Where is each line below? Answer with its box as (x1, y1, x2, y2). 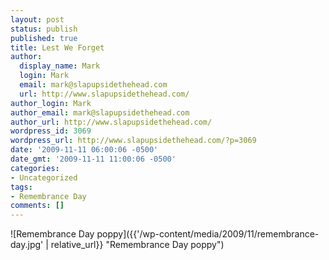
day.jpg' (10, 239, 44, 251)
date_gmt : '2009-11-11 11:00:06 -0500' (10, 154, 177, 164)
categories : (10, 163, 60, 173)
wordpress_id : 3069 (10, 126, 92, 136)
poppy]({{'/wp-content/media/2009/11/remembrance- (96, 228, 320, 240)
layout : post (10, 14, 65, 25)
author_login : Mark (10, 98, 92, 108)
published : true (10, 33, 78, 43)
